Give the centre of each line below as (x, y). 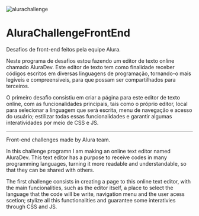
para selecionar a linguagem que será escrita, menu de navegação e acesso (99, 110)
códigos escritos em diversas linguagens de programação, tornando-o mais (99, 73)
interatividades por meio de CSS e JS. (52, 122)
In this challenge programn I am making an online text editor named (88, 151)
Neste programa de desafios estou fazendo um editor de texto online (90, 61)
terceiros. (18, 86)
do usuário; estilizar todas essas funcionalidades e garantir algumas (89, 116)
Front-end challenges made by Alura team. (58, 140)
